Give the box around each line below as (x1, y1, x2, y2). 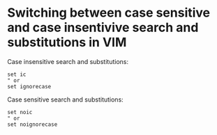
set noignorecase (7, 120, 58, 128)
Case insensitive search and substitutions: (7, 57, 129, 65)
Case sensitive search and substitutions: (7, 95, 124, 104)
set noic (7, 109, 33, 116)
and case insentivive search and (7, 19, 199, 35)
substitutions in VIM (7, 35, 127, 50)
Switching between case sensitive (7, 5, 211, 21)
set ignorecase (7, 83, 52, 90)
